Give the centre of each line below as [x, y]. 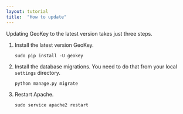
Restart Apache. [34, 94]
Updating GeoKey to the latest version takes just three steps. [79, 33]
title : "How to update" [36, 17]
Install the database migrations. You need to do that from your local [96, 66]
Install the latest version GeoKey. [54, 45]
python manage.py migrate [46, 83]
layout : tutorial [27, 11]
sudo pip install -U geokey [49, 56]
